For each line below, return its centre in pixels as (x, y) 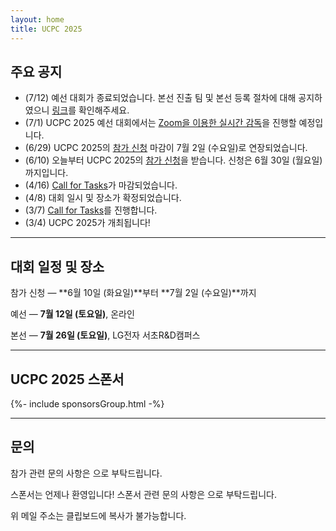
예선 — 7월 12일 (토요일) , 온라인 (72, 314)
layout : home (37, 19)
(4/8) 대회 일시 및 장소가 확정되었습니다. (103, 198)
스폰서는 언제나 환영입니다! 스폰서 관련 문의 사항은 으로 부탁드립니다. (143, 494)
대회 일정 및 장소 (57, 266)
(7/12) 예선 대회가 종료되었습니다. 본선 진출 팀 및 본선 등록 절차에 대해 (160, 98)
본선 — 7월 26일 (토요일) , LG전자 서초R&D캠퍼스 (105, 335)
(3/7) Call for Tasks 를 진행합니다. (91, 210)
